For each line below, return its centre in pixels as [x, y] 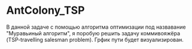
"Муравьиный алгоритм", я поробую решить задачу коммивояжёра [93, 33]
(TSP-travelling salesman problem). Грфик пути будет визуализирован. [95, 39]
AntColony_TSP [45, 10]
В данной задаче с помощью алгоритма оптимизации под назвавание [96, 27]
